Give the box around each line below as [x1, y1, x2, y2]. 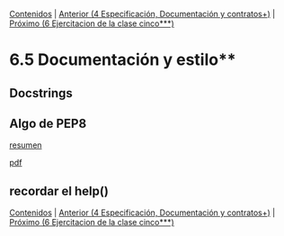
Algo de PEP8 [9, 115, 87, 131]
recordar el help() [9, 183, 110, 198]
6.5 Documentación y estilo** [9, 50, 236, 70]
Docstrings [9, 86, 74, 101]
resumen [9, 140, 42, 150]
